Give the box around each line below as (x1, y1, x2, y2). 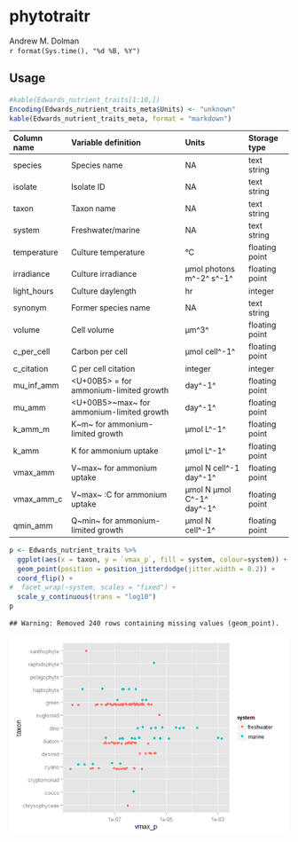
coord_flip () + (17, 574, 74, 583)
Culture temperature (70, 247, 145, 257)
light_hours (12, 286, 54, 296)
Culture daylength (70, 286, 137, 296)
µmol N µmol (184, 484, 231, 495)
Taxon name (70, 203, 116, 214)
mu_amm (12, 402, 46, 413)
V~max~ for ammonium (70, 462, 158, 473)
